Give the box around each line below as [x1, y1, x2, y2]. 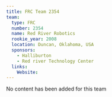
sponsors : [11, 47, 36, 53]
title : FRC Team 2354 [6, 8, 60, 15]
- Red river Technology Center [17, 58, 94, 64]
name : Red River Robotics [11, 31, 76, 37]
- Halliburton [17, 53, 52, 59]
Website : [17, 69, 39, 75]
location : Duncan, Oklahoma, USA [11, 42, 94, 48]
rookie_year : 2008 [11, 36, 57, 42]
